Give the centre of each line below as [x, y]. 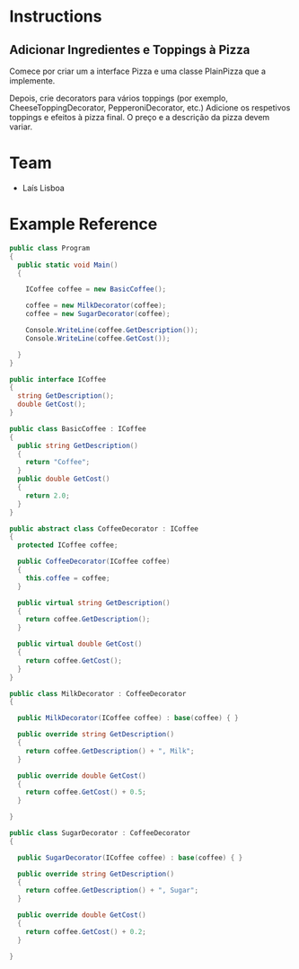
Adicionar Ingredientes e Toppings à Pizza [130, 50]
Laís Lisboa [43, 188]
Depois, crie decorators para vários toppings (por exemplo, [119, 98]
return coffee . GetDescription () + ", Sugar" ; [112, 891]
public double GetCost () [64, 479]
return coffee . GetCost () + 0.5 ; [86, 792]
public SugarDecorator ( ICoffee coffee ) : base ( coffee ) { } [130, 858]
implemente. [32, 81]
